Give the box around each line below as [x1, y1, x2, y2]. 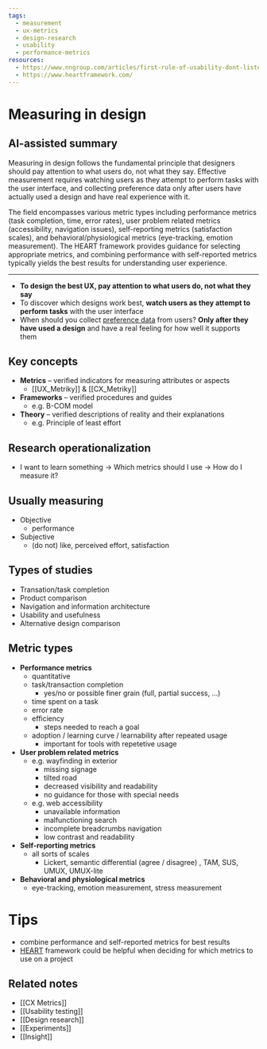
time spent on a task [31, 696, 99, 706]
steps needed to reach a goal [43, 722, 140, 731]
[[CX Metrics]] [19, 998, 68, 1008]
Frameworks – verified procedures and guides [19, 393, 172, 402]
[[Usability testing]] [19, 1007, 83, 1016]
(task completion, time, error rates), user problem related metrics [8, 216, 221, 225]
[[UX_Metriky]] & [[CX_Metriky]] [31, 384, 137, 394]
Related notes [8, 977, 78, 991]
